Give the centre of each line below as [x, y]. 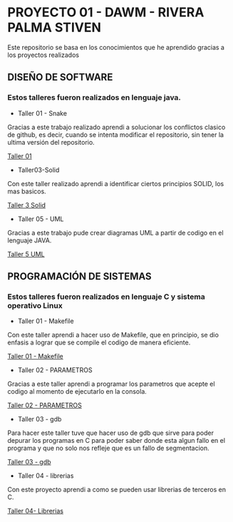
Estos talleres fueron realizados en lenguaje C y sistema [106, 297]
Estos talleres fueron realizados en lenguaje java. [94, 98]
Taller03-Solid [38, 170]
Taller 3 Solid [27, 205]
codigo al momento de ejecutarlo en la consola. [77, 391]
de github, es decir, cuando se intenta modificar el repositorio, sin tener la [116, 134]
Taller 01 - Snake [42, 113]
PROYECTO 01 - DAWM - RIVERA [106, 12]
